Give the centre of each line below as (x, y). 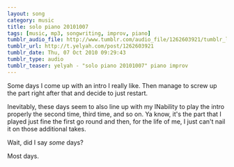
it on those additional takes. (47, 129)
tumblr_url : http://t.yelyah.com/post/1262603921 (81, 46)
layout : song (26, 14)
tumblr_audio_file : (36, 40)
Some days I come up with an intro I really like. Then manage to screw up (112, 85)
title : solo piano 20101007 (48, 27)
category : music (31, 20)
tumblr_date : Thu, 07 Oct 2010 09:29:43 (67, 53)
